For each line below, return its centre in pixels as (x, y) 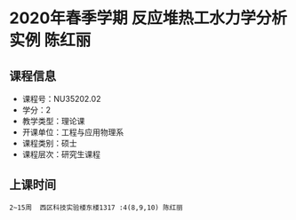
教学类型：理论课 (53, 121)
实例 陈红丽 (50, 40)
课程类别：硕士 (49, 143)
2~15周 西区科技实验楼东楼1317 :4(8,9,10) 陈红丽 (96, 208)
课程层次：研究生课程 (61, 154)
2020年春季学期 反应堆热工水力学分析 (148, 18)
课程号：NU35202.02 (61, 99)
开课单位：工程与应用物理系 (73, 132)
